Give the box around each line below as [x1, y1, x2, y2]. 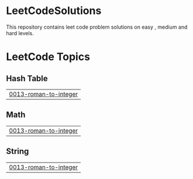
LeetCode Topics [6, 50, 91, 64]
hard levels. [6, 29, 34, 36]
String [6, 146, 29, 156]
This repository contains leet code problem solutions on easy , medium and [6, 23, 188, 30]
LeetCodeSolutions [6, 4, 102, 18]
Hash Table [6, 73, 48, 83]
